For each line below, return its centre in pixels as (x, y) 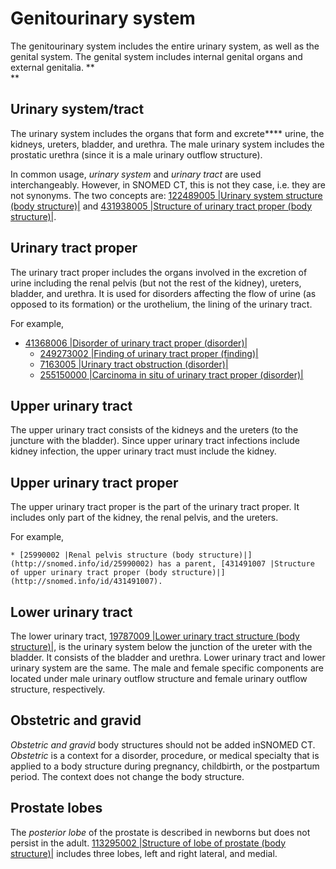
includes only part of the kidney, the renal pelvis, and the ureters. (144, 518)
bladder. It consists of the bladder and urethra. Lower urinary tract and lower (168, 657)
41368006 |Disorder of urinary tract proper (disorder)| (136, 343)
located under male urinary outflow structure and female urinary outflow (159, 678)
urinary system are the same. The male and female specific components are (167, 668)
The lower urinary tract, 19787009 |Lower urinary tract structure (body (155, 636)
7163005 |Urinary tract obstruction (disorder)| (134, 364)
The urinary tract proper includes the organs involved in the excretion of (159, 272)
